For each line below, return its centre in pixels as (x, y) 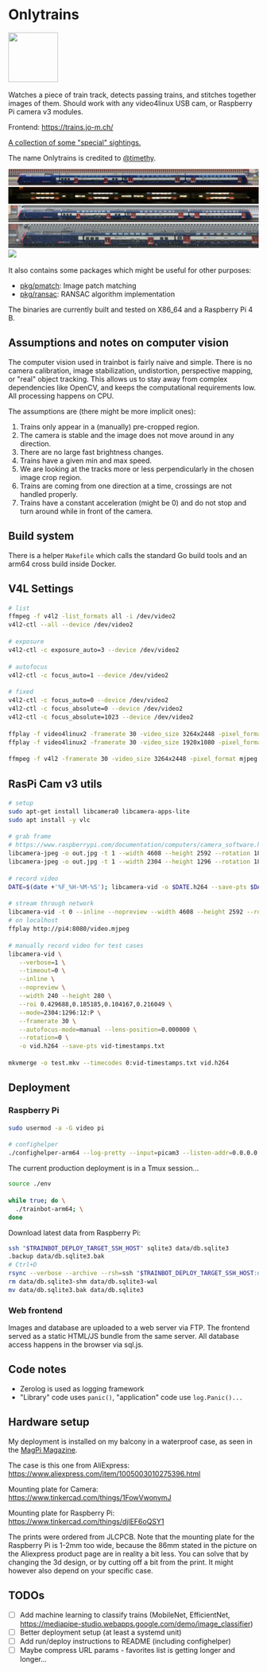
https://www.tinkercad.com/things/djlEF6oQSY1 (86, 1521)
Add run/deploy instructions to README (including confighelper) (126, 1641)
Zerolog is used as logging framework (82, 1388)
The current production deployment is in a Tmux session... (104, 1168)
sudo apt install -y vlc (49, 820)
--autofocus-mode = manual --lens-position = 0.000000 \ (108, 1030)
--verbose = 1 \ (42, 962)
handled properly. (48, 494)
